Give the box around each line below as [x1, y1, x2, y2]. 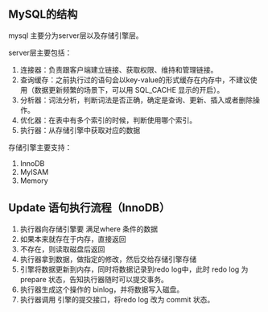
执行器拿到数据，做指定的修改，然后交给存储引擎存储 [19, 254, 197, 264]
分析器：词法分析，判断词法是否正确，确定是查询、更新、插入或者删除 [19, 95, 254, 105]
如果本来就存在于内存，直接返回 [19, 234, 126, 243]
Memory [19, 176, 48, 185]
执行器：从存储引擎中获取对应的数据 [19, 125, 141, 135]
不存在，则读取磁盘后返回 [19, 244, 105, 254]
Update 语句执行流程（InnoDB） [8, 201, 171, 215]
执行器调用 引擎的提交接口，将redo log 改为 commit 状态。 [19, 294, 215, 304]
